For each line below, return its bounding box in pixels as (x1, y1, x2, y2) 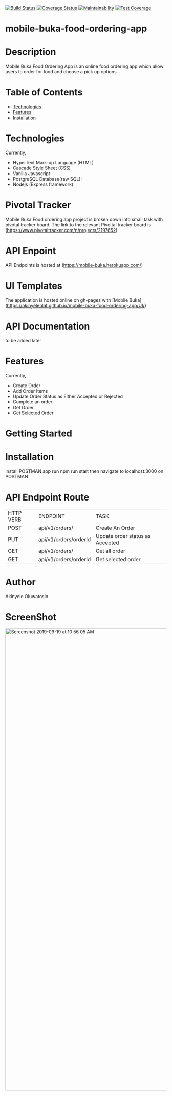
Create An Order (95, 524, 136, 531)
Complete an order (12, 398, 53, 405)
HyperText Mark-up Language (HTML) (12, 160, 94, 165)
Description (5, 46, 56, 58)
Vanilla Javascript (12, 170, 50, 177)
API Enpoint (5, 245, 56, 257)
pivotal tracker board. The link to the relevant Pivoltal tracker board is (5, 221, 152, 228)
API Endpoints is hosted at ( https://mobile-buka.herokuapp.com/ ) (5, 262, 143, 268)
